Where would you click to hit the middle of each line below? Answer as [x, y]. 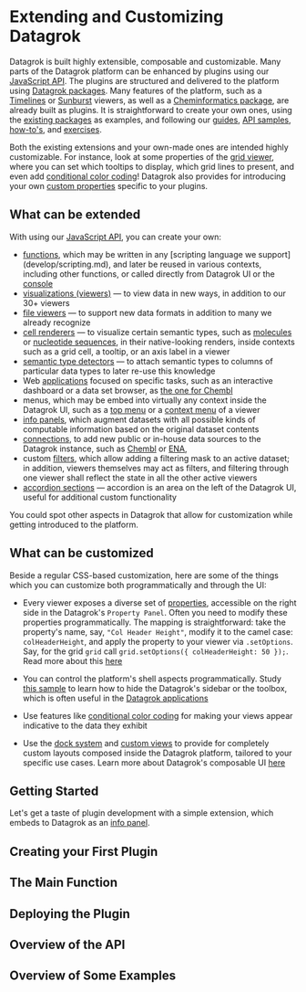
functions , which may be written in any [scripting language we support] [157, 254]
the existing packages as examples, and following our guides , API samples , [150, 120]
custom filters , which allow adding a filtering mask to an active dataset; [156, 458]
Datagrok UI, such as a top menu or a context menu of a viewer [142, 409]
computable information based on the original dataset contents [141, 429]
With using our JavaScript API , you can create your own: [115, 237]
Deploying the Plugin [70, 914]
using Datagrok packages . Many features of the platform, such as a [136, 90]
